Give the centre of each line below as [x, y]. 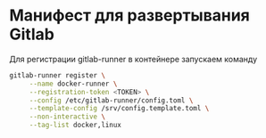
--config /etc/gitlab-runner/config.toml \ [111, 100]
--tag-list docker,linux [75, 126]
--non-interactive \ [67, 117]
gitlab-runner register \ [57, 75]
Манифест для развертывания [129, 16]
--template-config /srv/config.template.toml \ [119, 109]
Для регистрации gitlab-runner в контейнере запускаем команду [133, 59]
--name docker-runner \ [73, 84]
